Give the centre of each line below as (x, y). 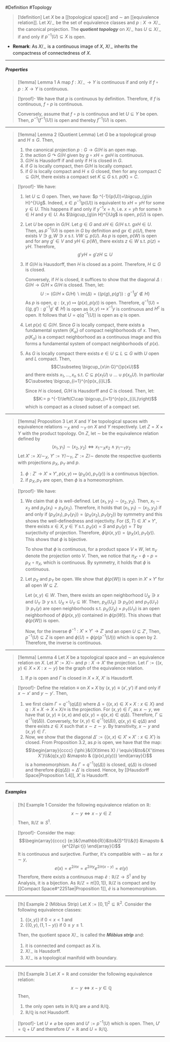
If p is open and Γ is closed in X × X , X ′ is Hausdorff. (79, 678)
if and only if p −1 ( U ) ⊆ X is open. (52, 36)
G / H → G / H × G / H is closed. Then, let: (65, 285)
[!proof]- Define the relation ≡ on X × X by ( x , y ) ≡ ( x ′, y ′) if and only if (89, 688)
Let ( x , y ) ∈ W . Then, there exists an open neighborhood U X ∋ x (92, 596)
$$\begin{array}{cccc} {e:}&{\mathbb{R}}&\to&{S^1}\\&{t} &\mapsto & (91, 841)
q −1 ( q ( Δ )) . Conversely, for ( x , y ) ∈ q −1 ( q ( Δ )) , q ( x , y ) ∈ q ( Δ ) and (91, 720)
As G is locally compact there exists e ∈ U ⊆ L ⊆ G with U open (92, 353)
